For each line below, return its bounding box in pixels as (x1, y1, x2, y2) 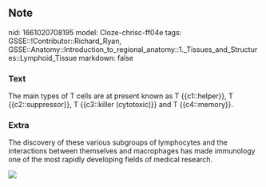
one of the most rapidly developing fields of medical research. (8, 155, 213, 165)
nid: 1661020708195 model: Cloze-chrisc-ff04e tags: (8, 27, 182, 37)
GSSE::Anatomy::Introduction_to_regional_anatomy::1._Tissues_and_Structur (8, 44, 258, 54)
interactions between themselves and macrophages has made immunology (8, 146, 256, 156)
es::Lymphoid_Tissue (8, 53, 77, 62)
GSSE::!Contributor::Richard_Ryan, (8, 36, 122, 46)
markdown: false (78, 53, 134, 62)
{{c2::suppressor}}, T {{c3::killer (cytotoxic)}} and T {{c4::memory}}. (8, 100, 234, 109)
